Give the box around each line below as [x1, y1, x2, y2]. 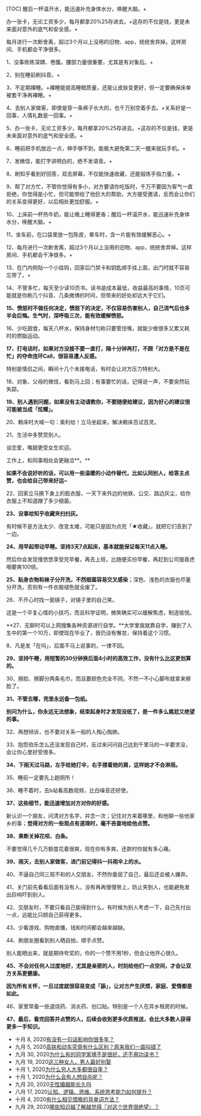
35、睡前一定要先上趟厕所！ [6, 774, 76, 781]
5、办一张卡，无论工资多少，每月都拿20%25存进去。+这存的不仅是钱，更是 [6, 125, 193, 131]
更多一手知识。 [6, 1023, 43, 1030]
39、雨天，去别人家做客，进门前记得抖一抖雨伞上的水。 [6, 858, 145, 865]
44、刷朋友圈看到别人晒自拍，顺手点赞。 [6, 937, 108, 944]
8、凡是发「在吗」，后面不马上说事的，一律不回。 [6, 642, 127, 649]
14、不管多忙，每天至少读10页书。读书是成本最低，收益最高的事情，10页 [6, 284, 185, 291]
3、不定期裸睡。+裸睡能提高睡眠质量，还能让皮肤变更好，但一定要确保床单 [6, 84, 191, 91]
